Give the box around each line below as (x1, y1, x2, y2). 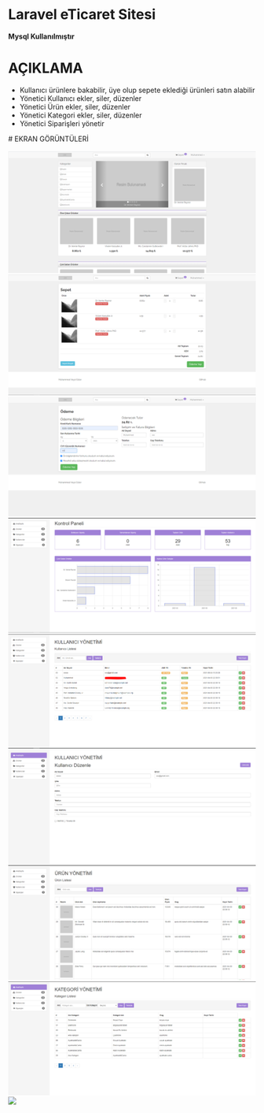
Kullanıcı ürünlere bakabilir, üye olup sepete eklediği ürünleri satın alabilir (19, 85, 255, 95)
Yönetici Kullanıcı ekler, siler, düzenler (19, 93, 142, 103)
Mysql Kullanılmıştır (8, 32, 75, 41)
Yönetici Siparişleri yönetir (19, 118, 104, 128)
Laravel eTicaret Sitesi (8, 6, 156, 24)
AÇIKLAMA (8, 59, 84, 77)
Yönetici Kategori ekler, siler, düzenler (19, 110, 143, 120)
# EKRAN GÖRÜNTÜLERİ (8, 134, 89, 143)
